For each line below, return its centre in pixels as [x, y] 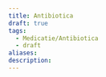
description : [30, 61]
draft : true [28, 23]
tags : [17, 30]
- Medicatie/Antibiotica [57, 38]
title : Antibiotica [41, 16]
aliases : [23, 53]
